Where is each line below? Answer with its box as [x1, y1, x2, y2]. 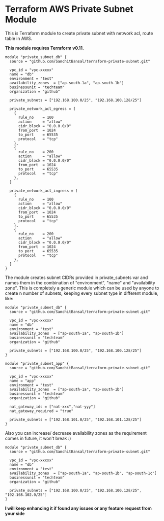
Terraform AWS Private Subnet [5, 3, 134, 15]
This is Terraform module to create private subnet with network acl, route [5, 30, 153, 36]
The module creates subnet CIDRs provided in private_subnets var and [5, 275, 148, 280]
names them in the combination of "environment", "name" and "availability [5, 279, 156, 285]
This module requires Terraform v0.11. [5, 45, 84, 51]
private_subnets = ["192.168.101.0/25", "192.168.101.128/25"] [9, 417, 141, 422]
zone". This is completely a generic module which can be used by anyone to [5, 285, 160, 291]
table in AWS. [5, 35, 32, 41]
